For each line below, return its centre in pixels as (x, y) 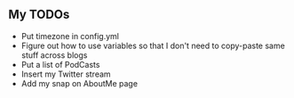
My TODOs (39, 15)
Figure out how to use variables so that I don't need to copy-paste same (153, 45)
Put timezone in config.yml (70, 36)
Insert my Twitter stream (66, 74)
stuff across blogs (54, 55)
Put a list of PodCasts (60, 64)
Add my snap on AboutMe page (79, 83)
